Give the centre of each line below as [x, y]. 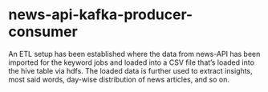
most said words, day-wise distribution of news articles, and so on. [119, 79]
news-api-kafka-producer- [101, 15]
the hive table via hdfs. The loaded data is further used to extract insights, [130, 70]
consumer [43, 32]
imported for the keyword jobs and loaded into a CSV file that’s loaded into [132, 62]
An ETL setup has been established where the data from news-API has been [134, 54]
